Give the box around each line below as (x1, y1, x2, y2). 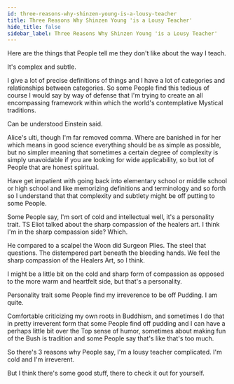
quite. (7, 298, 24, 307)
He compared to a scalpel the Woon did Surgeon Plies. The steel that (7, 241, 207, 250)
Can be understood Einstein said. (7, 120, 103, 128)
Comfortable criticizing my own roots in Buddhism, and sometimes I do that (7, 312, 225, 320)
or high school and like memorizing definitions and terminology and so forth (7, 184, 226, 193)
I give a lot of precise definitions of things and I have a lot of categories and (7, 77, 226, 85)
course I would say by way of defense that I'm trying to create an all (7, 91, 203, 100)
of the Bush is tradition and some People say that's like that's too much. (7, 334, 214, 343)
